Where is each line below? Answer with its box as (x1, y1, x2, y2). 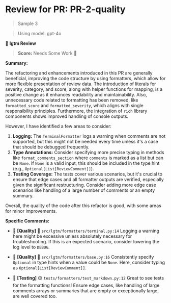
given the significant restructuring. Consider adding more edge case (12, 182, 156, 188)
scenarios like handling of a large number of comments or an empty (12, 187, 155, 193)
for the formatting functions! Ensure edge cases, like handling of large (12, 282, 160, 288)
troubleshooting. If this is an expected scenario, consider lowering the (12, 238, 159, 244)
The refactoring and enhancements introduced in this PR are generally (5, 70, 153, 76)
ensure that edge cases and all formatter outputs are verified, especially (12, 176, 164, 182)
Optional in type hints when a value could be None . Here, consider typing (12, 259, 165, 265)
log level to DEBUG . (12, 244, 50, 250)
